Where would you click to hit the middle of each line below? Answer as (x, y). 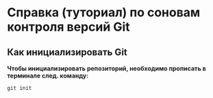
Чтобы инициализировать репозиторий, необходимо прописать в (107, 68)
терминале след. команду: (48, 76)
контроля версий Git (68, 27)
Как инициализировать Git (67, 52)
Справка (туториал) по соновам (104, 13)
